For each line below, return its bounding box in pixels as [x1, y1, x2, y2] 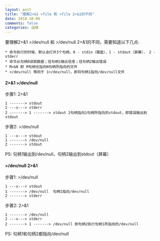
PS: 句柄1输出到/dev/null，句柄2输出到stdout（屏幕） [5, 151, 111, 157]
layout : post [5, 7, 32, 12]
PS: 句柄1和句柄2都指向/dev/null [5, 231, 69, 237]
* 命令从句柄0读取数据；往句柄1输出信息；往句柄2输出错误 [5, 59, 107, 64]
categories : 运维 [5, 25, 39, 30]
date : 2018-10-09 [5, 16, 40, 21]
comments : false [5, 20, 38, 26]
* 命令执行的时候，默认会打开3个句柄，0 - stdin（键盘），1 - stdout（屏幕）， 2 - [5, 50, 156, 55]
